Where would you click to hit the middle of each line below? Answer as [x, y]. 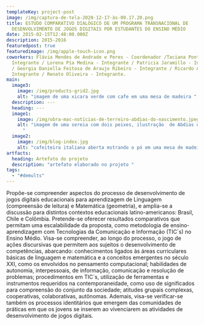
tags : [13, 170]
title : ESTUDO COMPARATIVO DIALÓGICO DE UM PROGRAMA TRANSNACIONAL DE [97, 23]
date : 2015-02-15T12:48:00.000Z [47, 35]
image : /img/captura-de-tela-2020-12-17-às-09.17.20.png [80, 18]
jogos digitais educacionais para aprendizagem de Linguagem [84, 199]
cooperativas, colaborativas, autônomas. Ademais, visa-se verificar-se [95, 296]
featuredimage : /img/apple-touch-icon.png [61, 52]
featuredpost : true [31, 46]
